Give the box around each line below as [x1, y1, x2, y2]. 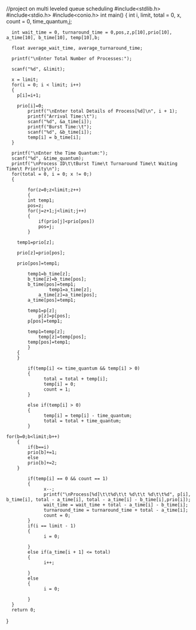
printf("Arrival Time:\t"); [27, 113, 97, 119]
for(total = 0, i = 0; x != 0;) [11, 171, 93, 177]
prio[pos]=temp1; [17, 260, 60, 266]
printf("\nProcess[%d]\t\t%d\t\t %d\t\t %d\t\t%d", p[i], [44, 491, 191, 497]
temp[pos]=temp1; [27, 339, 71, 345]
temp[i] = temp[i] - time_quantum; [44, 413, 133, 419]
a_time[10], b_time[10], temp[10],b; [6, 35, 100, 41]
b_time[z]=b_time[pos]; [27, 276, 87, 282]
